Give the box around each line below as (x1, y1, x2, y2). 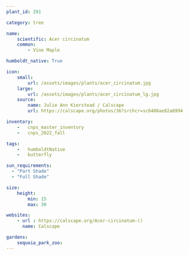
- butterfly (17, 152, 52, 158)
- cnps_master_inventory (17, 124, 84, 130)
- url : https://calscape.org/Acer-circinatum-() (17, 218, 144, 224)
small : (17, 74, 33, 80)
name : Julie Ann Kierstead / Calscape (28, 103, 124, 109)
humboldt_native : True (6, 58, 63, 64)
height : (17, 190, 36, 196)
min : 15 (28, 196, 47, 202)
